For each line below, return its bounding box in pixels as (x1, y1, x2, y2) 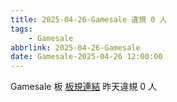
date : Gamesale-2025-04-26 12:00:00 (10, 52, 163, 62)
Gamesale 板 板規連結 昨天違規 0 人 (10, 81, 158, 93)
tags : (10, 24, 33, 34)
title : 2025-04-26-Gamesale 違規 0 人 (10, 14, 168, 25)
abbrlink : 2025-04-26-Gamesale (10, 42, 141, 53)
